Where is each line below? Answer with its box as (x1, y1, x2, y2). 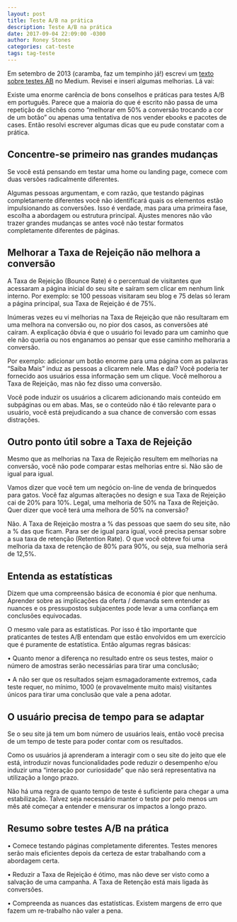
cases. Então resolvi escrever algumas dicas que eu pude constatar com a (7, 120, 224, 129)
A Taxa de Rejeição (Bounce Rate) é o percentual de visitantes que (7, 277, 202, 285)
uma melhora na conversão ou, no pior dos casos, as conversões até (7, 320, 209, 329)
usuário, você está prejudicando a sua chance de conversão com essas (7, 408, 216, 416)
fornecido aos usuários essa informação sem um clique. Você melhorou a (7, 371, 222, 380)
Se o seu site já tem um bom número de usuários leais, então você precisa (7, 730, 224, 738)
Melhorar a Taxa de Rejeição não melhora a (7, 247, 201, 259)
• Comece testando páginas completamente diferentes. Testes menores (7, 841, 218, 850)
